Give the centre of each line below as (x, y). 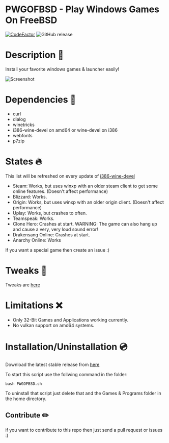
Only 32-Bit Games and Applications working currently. (71, 319)
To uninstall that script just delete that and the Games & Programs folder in (83, 393)
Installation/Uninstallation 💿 (66, 347)
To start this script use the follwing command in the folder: (67, 374)
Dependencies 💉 (41, 100)
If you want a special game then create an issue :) (58, 250)
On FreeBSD (31, 20)
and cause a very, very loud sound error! (55, 229)
